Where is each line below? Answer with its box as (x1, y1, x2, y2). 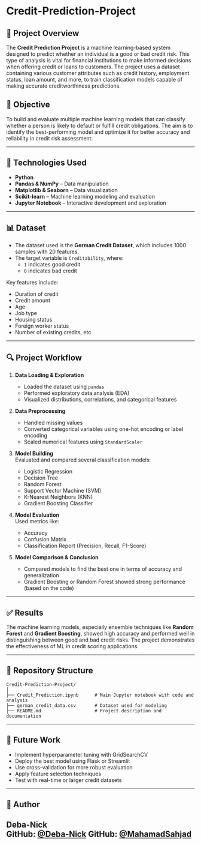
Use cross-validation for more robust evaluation (14, 763, 133, 771)
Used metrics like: (14, 518, 60, 525)
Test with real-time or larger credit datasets (14, 776, 122, 784)
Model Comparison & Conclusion (14, 554, 99, 561)
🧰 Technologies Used (6, 158, 87, 168)
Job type (14, 310, 38, 317)
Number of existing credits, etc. (14, 329, 93, 336)
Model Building (14, 450, 54, 457)
